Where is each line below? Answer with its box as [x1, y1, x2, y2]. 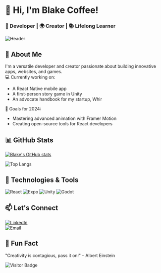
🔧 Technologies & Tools [5, 176, 79, 184]
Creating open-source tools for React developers [12, 121, 113, 127]
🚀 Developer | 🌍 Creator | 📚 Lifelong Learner [5, 22, 116, 29]
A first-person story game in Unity [12, 91, 83, 97]
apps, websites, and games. [5, 69, 62, 75]
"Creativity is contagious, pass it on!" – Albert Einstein [5, 252, 115, 258]
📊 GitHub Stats [5, 136, 54, 144]
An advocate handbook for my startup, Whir [12, 96, 103, 102]
